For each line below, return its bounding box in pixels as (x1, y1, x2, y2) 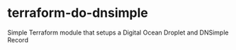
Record (7, 35, 28, 44)
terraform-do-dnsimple (7, 5, 149, 21)
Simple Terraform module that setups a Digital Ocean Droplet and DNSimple (7, 28, 229, 37)
